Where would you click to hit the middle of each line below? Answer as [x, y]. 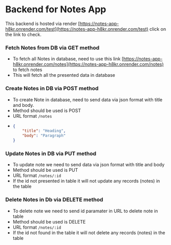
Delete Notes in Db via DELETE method [54, 199]
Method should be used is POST [47, 110]
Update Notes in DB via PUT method [51, 153]
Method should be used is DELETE [49, 221]
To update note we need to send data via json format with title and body [89, 165]
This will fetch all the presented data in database [64, 75]
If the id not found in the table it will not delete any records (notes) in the [89, 232]
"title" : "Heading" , [44, 131]
